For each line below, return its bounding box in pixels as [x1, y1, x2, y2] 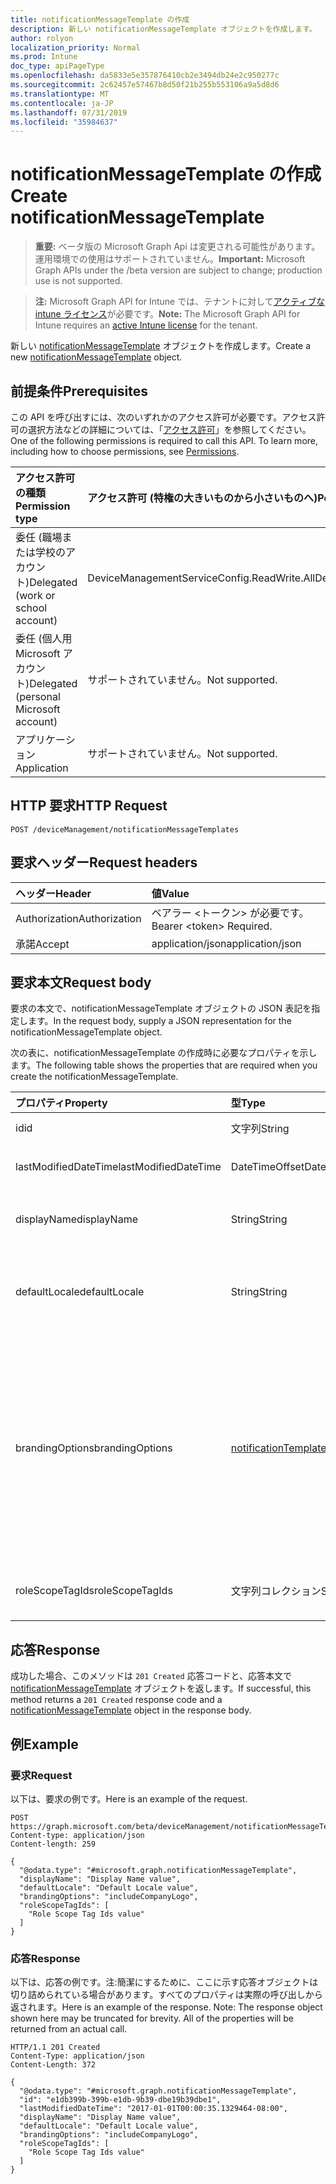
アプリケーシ [15, 733, 76, 746]
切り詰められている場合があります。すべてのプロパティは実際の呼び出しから [10, 1989, 323, 2001]
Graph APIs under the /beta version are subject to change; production [34, 264, 323, 276]
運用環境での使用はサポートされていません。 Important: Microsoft [34, 253, 306, 265]
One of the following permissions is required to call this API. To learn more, [10, 435, 319, 446]
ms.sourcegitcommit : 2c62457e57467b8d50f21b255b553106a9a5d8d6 [10, 80, 280, 90]
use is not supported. [34, 275, 123, 287]
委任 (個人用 [15, 632, 73, 645]
